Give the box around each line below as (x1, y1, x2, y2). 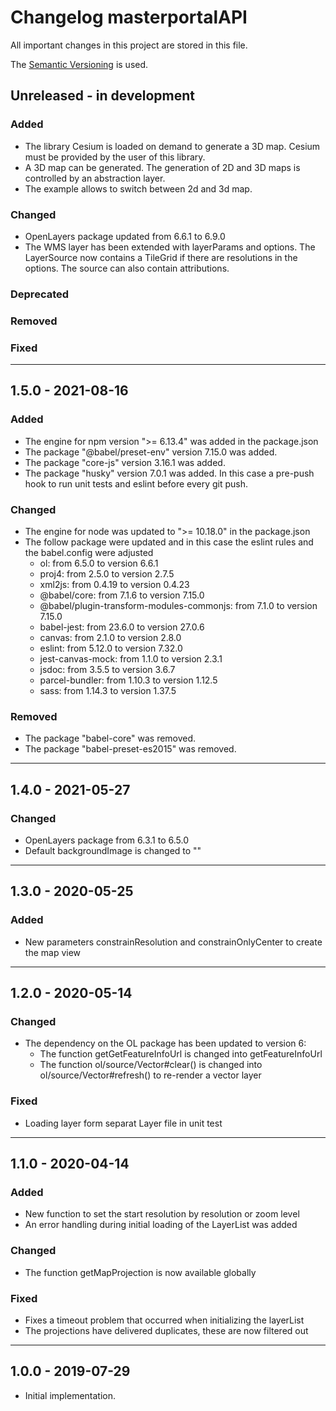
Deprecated (10, 287, 70, 301)
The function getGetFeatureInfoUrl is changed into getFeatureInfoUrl (39, 1048, 323, 1060)
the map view (24, 946, 82, 958)
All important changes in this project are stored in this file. (10, 39, 248, 51)
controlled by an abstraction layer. (24, 172, 166, 184)
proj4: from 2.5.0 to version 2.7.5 (39, 568, 175, 580)
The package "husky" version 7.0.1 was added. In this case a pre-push (24, 467, 315, 479)
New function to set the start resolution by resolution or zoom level (24, 1208, 300, 1220)
